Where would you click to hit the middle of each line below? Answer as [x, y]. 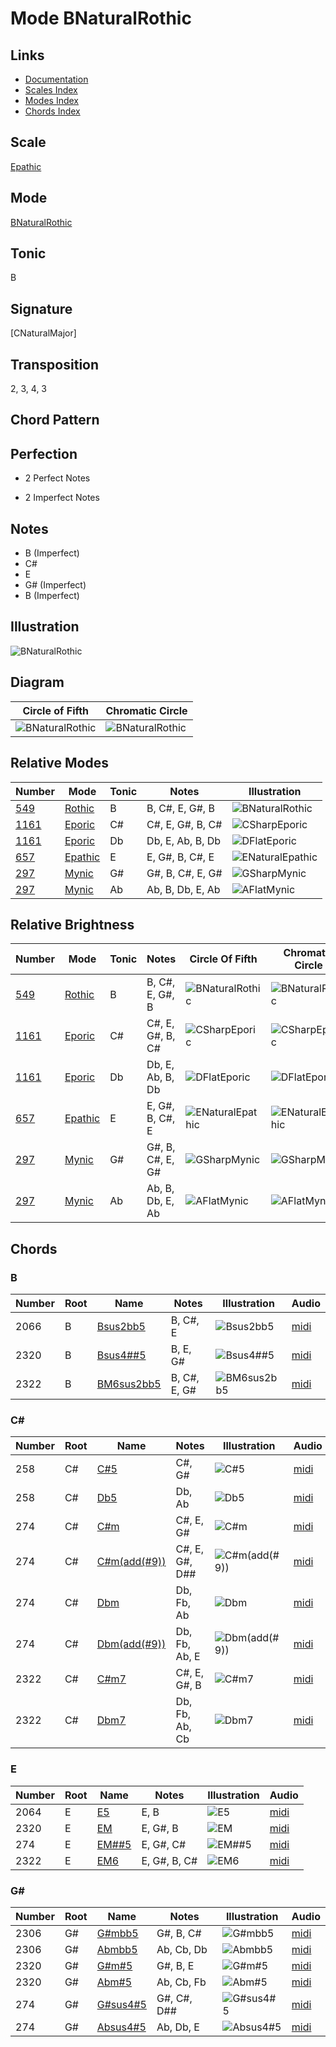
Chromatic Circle [146, 710]
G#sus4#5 [121, 2004]
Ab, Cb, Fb [181, 1982]
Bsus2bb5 [121, 1327]
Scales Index [51, 90]
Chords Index [52, 111]
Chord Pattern [55, 420]
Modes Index [51, 100]
